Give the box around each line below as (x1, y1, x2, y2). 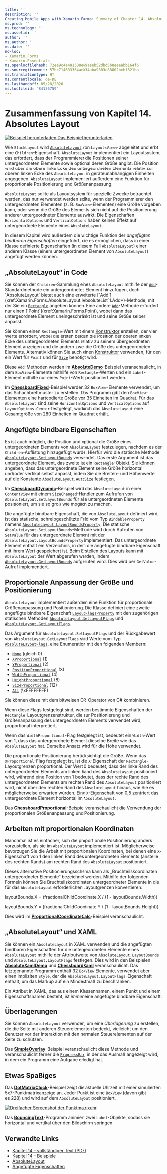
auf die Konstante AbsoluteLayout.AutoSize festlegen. (5, 476, 115, 482)
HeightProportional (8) (12, 676, 60, 683)
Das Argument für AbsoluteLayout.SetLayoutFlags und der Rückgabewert (5, 630, 156, 636)
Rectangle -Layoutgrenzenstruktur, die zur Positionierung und (5, 712, 130, 718)
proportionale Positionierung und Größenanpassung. (5, 181, 113, 187)
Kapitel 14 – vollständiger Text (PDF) (12, 1147, 87, 1153)
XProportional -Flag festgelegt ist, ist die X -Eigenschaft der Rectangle (5, 758, 147, 764)
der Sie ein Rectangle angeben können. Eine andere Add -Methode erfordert (5, 303, 159, 309)
